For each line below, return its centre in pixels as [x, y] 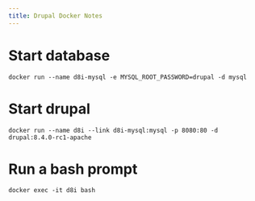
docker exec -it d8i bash [52, 191]
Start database [59, 55]
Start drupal [50, 109]
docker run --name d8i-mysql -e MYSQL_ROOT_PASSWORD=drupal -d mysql [128, 77]
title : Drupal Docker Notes [56, 16]
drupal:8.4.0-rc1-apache [50, 137]
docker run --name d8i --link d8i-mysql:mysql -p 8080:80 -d [113, 130]
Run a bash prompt [73, 169]
